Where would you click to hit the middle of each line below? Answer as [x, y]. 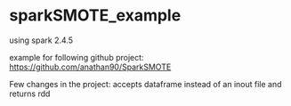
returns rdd [30, 94]
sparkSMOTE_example [95, 16]
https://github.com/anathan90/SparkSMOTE [90, 67]
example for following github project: [77, 57]
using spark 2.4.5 [41, 40]
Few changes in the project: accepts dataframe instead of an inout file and [145, 84]
